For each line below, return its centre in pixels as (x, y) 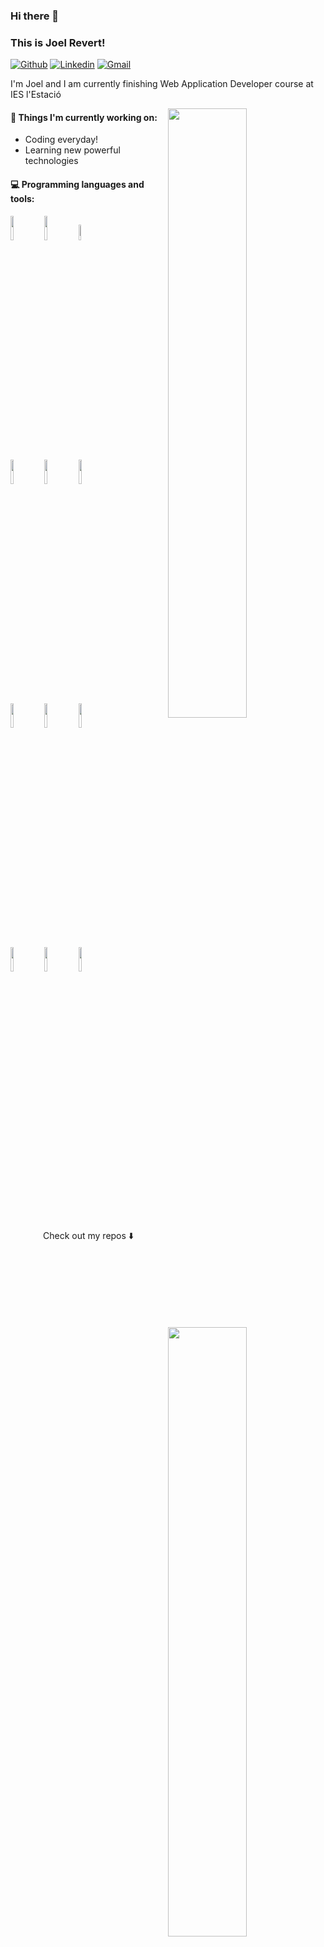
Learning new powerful (72, 150)
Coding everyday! (61, 140)
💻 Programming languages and (77, 185)
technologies (51, 161)
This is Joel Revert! (58, 42)
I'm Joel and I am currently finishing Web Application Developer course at (162, 84)
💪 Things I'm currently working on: (84, 117)
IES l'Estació (36, 95)
